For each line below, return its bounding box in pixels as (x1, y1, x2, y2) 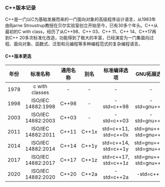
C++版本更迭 (5, 53, 32, 59)
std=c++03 (103, 117, 129, 124)
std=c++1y (103, 145, 129, 152)
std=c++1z (103, 160, 129, 166)
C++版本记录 (5, 4, 36, 11)
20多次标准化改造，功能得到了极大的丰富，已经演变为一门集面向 (19, 35, 150, 41)
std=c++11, (102, 125, 130, 132)
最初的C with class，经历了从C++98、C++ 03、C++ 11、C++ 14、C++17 (5, 28, 152, 35)
